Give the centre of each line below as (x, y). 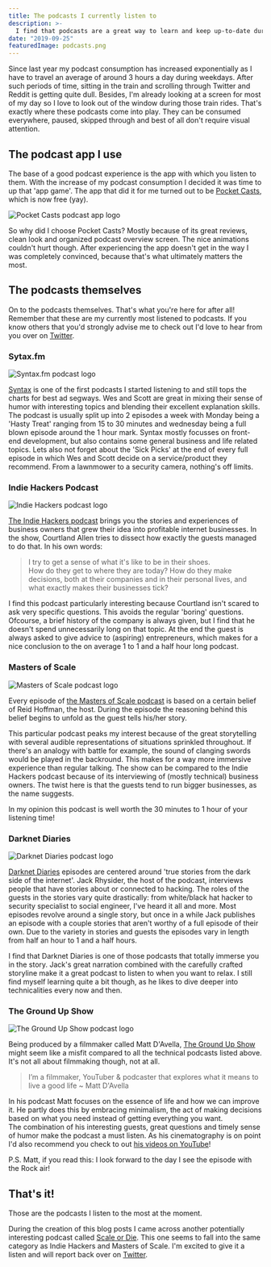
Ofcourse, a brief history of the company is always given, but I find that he (132, 621)
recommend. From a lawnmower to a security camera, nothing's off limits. (131, 467)
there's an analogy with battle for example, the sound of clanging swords (130, 751)
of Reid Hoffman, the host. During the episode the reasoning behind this (128, 709)
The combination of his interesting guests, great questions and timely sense (134, 1127)
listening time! (31, 817)
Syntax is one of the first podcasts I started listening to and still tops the (128, 390)
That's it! (31, 1194)
